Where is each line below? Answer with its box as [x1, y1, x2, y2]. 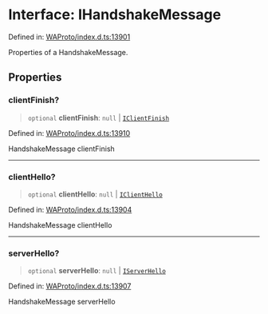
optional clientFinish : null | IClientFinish [27, 113, 170, 122]
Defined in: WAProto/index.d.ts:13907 [8, 281, 132, 291]
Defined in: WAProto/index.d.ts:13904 [8, 205, 132, 214]
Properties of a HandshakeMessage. [8, 47, 128, 57]
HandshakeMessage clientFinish [8, 144, 116, 153]
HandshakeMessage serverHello [8, 297, 116, 307]
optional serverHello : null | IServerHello [27, 266, 166, 276]
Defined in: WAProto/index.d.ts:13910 [8, 128, 131, 137]
